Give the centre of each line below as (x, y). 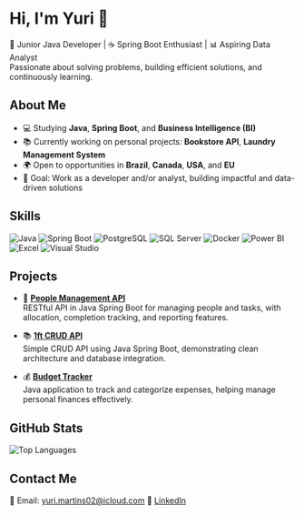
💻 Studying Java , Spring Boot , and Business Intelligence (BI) (139, 127)
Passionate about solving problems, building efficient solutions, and (136, 66)
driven (34, 187)
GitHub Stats (46, 428)
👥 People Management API (74, 298)
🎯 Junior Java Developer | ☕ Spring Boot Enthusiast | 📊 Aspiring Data (140, 44)
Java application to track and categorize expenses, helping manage (149, 389)
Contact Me (43, 478)
